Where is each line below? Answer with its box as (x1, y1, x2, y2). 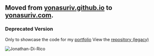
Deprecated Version (5, 26, 53, 33)
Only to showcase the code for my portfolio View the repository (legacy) (5, 36, 149, 42)
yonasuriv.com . (5, 11, 54, 20)
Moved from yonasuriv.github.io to (5, 4, 112, 12)
